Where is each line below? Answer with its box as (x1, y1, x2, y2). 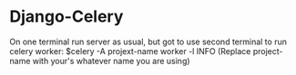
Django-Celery (9, 6, 124, 27)
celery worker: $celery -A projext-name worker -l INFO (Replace (9, 45, 251, 56)
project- (252, 45, 283, 56)
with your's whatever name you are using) (32, 55, 190, 66)
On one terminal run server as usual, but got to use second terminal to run (9, 36, 287, 47)
